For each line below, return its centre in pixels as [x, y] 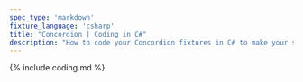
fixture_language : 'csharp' [62, 26]
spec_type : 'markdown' [52, 17]
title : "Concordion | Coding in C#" [78, 34]
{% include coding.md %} [57, 68]
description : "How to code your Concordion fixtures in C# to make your [149, 42]
